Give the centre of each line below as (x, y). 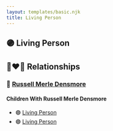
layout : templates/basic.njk (43, 12)
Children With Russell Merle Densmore (56, 99)
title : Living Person (34, 18)
